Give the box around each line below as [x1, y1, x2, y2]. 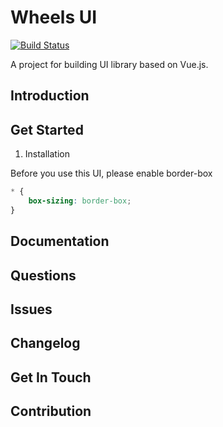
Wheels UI [10, 6, 98, 29]
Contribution [10, 403, 92, 420]
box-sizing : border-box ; [28, 196, 132, 206]
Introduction [10, 87, 90, 105]
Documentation [10, 233, 110, 250]
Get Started [10, 121, 84, 138]
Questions [10, 267, 77, 284]
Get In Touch [10, 369, 92, 386]
